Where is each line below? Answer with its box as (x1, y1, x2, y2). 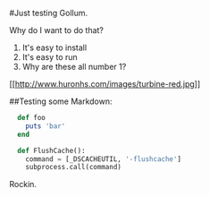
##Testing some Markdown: (9, 96, 113, 107)
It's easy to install (21, 42, 88, 53)
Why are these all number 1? (21, 62, 127, 72)
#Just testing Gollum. (9, 8, 88, 18)
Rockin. (9, 179, 38, 190)
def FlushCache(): (17, 146, 87, 155)
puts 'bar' (25, 121, 66, 131)
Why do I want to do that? (9, 25, 104, 35)
